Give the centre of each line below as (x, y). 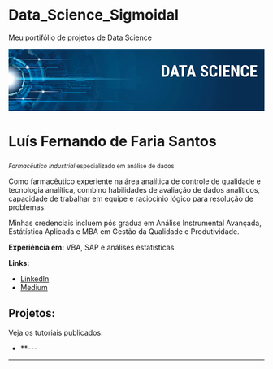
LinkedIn (35, 279)
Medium (34, 288)
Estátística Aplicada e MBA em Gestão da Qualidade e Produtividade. (124, 232)
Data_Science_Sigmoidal (93, 15)
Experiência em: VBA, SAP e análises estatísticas (91, 247)
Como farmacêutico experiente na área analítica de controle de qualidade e (135, 181)
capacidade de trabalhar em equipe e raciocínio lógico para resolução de (131, 199)
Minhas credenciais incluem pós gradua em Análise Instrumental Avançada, (135, 223)
